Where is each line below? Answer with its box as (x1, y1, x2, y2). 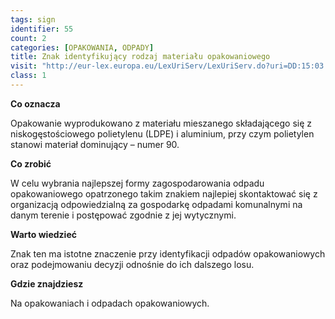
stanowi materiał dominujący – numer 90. (10, 138, 180, 150)
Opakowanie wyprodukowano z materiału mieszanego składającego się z (10, 117, 312, 129)
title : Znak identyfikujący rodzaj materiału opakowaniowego (10, 52, 271, 62)
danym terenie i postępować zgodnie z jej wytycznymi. (10, 209, 237, 221)
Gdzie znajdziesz (10, 277, 84, 290)
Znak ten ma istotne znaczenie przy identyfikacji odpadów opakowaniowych (10, 247, 326, 260)
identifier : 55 (10, 24, 74, 34)
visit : (10, 61, 38, 71)
